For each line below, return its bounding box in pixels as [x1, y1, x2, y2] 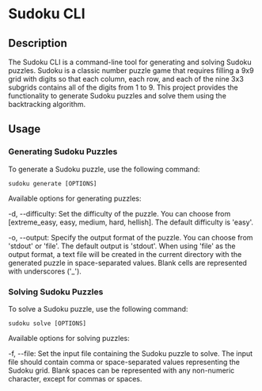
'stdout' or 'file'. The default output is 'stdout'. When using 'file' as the [8, 241, 236, 251]
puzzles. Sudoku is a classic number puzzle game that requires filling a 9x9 [8, 66, 255, 75]
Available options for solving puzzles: [8, 333, 130, 343]
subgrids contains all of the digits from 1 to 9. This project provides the [8, 82, 239, 92]
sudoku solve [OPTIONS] [8, 319, 87, 328]
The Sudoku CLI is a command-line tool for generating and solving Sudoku [8, 57, 252, 67]
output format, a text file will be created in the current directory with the [8, 249, 242, 259]
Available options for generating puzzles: [8, 194, 142, 203]
